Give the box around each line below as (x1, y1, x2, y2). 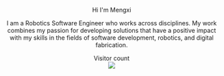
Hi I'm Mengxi (92, 6, 132, 14)
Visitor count (93, 54, 130, 62)
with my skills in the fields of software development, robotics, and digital (10, 34, 214, 42)
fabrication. (95, 41, 128, 49)
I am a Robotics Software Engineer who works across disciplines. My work (6, 19, 217, 27)
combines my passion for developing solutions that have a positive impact (7, 27, 216, 34)
